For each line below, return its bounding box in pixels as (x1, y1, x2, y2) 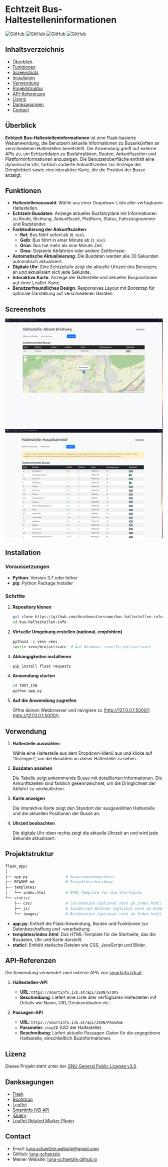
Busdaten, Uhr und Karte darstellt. (12, 937, 83, 943)
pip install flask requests (12, 664, 71, 669)
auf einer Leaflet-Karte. (12, 280, 61, 286)
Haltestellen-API (12, 979, 48, 985)
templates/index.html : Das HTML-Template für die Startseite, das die (12, 931, 156, 937)
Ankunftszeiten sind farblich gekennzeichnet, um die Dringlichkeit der (12, 780, 156, 786)
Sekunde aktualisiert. (12, 835, 56, 842)
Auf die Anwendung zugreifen (12, 697, 76, 704)
